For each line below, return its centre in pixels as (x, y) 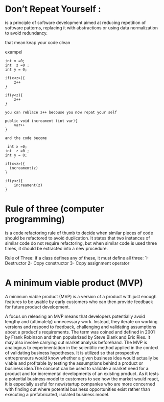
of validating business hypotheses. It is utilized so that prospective (72, 353)
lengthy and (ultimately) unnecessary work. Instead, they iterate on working (81, 321)
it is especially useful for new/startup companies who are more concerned (80, 384)
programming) (35, 219)
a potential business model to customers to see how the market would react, (82, 378)
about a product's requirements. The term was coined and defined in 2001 (80, 332)
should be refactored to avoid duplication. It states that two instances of (78, 238)
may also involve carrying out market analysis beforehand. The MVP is (76, 342)
